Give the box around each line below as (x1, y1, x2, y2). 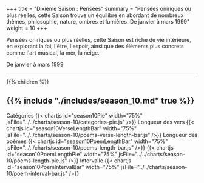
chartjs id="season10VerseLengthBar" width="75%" (6, 124, 137, 132)
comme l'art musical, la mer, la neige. (6, 49, 100, 56)
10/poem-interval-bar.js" (6, 170, 68, 177)
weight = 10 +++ (6, 24, 47, 32)
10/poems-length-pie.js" (6, 157, 67, 164)
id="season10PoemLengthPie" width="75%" (6, 150, 118, 158)
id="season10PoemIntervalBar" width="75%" (6, 163, 120, 170)
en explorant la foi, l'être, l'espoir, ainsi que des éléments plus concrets (6, 42, 184, 50)
